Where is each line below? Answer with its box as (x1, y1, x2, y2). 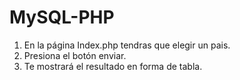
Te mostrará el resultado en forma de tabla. (23, 60, 203, 72)
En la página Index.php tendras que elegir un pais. (23, 39, 231, 51)
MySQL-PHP (9, 6, 115, 29)
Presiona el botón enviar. (23, 49, 127, 61)
